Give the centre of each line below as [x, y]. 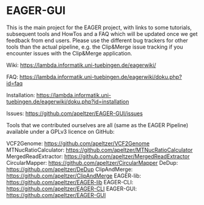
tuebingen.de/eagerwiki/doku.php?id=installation [68, 102]
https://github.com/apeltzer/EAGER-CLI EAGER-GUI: [72, 189]
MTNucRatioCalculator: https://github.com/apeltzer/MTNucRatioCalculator [100, 150]
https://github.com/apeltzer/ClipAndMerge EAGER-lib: [74, 175]
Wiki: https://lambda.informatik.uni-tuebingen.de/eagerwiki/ [81, 65]
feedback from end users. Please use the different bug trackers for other [97, 40]
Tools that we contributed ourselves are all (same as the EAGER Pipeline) [97, 125]
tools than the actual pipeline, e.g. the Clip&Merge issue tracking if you [95, 47]
